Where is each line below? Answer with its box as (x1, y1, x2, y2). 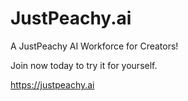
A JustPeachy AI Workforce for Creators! (10, 40, 179, 52)
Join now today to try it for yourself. (10, 59, 158, 71)
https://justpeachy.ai (10, 78, 95, 91)
